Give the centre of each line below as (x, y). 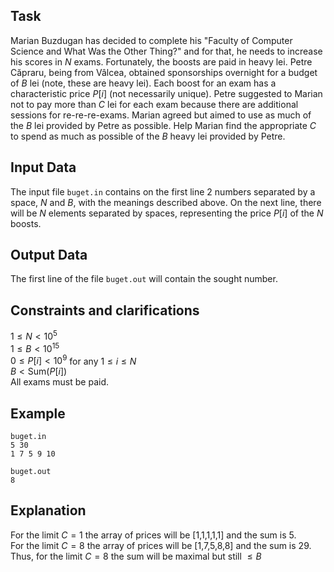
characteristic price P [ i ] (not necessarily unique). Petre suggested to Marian (166, 93)
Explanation (48, 510)
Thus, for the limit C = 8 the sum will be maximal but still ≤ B (136, 556)
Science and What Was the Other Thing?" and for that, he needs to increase (166, 51)
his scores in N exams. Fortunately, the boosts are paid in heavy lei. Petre (161, 61)
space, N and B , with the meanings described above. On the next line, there (166, 202)
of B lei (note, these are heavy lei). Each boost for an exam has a (143, 83)
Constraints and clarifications (105, 310)
